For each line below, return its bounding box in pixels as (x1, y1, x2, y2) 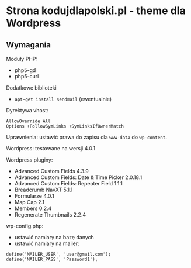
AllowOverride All (6, 118, 51, 124)
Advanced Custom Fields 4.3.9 (14, 168, 89, 174)
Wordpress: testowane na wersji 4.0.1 (6, 145, 95, 152)
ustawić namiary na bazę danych (14, 234, 95, 240)
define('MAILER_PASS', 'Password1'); (6, 256, 98, 262)
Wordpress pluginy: (6, 156, 53, 163)
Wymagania (6, 40, 51, 50)
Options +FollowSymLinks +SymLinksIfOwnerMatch (6, 123, 124, 129)
